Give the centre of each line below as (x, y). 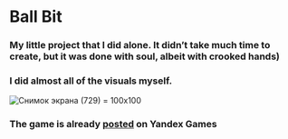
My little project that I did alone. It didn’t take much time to (140, 45)
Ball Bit (36, 17)
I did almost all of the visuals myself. (91, 81)
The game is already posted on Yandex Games (113, 124)
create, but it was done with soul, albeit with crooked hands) (145, 56)
